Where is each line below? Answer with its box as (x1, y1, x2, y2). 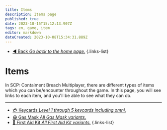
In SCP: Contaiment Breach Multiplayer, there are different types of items (5, 82, 155, 88)
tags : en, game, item (5, 26, 50, 31)
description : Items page (5, 12, 57, 17)
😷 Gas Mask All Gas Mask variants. (12, 114, 86, 120)
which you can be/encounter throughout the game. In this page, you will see (5, 87, 162, 93)
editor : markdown (5, 30, 41, 35)
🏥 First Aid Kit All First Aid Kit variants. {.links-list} (12, 119, 114, 125)
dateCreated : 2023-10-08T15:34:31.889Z (5, 35, 88, 40)
